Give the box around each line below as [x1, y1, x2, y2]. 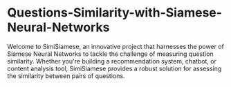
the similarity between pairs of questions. [7, 71, 125, 80]
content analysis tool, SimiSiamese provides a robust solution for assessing [7, 64, 222, 72]
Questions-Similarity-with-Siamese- [7, 5, 223, 21]
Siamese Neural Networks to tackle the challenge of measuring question [7, 50, 214, 58]
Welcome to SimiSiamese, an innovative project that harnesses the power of [7, 42, 225, 50]
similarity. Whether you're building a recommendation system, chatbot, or [7, 57, 216, 65]
